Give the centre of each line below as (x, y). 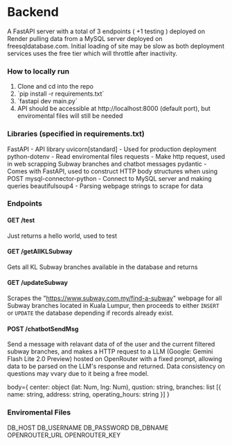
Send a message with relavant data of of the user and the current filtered (111, 344)
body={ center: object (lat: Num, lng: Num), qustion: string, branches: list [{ (114, 387)
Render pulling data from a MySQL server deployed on (85, 38)
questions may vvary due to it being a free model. (78, 374)
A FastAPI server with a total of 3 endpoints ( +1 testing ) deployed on (106, 31)
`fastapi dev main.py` (47, 101)
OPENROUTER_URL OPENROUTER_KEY (64, 435)
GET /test (21, 220)
